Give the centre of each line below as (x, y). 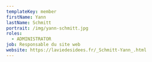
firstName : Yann (26, 17)
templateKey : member (32, 12)
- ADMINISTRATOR (31, 39)
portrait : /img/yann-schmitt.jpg (47, 28)
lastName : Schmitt (29, 22)
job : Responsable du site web (43, 45)
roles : (14, 34)
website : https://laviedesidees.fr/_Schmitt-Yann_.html (76, 50)
